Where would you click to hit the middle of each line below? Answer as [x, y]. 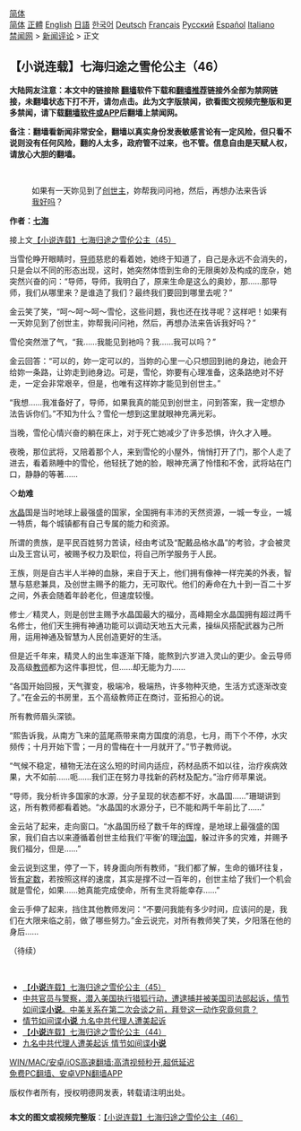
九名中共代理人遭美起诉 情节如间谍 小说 [94, 1043]
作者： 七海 [29, 221]
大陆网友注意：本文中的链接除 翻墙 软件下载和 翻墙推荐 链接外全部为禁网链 [144, 90]
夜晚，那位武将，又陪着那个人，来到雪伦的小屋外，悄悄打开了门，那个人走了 [150, 451]
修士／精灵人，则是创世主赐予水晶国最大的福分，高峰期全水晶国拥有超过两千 [150, 614]
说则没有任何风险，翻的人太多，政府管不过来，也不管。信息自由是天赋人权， [150, 143]
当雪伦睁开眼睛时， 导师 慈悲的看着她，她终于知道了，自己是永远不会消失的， [150, 258]
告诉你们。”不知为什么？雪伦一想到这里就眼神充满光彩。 [119, 413]
